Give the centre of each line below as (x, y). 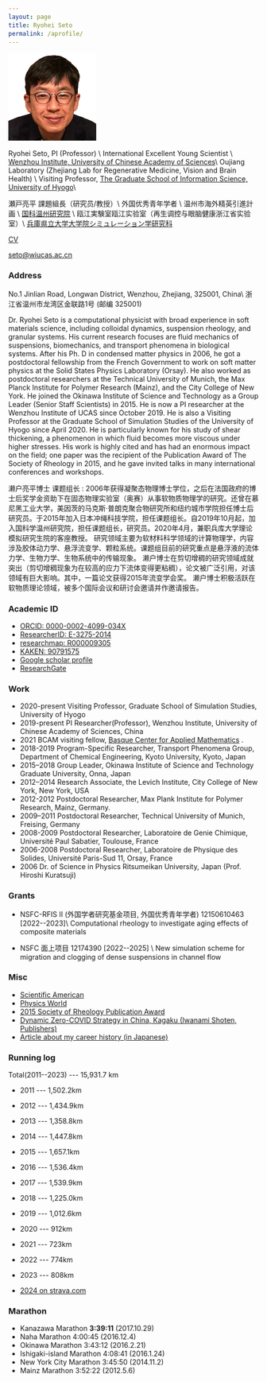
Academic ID (33, 608)
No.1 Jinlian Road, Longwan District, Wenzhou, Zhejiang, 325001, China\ (126, 293)
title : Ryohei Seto (41, 25)
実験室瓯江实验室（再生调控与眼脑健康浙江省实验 (170, 214)
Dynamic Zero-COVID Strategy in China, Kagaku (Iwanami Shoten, (128, 1020)
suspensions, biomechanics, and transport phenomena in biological (119, 345)
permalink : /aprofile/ (46, 33)
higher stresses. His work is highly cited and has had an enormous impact (129, 446)
